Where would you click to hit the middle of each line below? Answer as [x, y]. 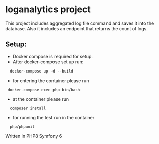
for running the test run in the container [54, 117]
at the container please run [41, 99]
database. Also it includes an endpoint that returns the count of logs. [76, 28]
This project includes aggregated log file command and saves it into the [80, 23]
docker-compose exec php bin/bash [44, 90]
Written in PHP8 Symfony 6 [34, 136]
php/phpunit [22, 127]
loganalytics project [48, 9]
